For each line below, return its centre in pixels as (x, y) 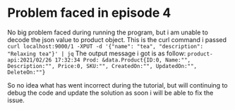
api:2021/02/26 (30, 60)
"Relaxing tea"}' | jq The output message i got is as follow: (97, 53)
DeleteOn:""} (26, 72)
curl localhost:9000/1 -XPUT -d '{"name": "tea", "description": (105, 46)
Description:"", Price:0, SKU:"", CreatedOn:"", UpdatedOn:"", (102, 66)
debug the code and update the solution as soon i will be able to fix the (110, 92)
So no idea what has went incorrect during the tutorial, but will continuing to (117, 85)
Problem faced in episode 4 (89, 13)
